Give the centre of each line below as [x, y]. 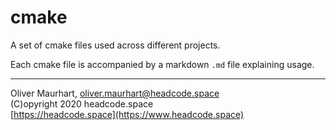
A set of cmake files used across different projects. [115, 45]
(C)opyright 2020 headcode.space [82, 103]
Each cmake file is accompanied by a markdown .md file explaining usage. [162, 64]
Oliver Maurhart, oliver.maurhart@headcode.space [115, 93]
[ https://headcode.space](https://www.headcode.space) [127, 114]
